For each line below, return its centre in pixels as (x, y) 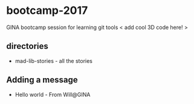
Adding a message (42, 80)
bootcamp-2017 (47, 11)
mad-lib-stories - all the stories (53, 60)
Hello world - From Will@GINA (53, 94)
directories (27, 46)
